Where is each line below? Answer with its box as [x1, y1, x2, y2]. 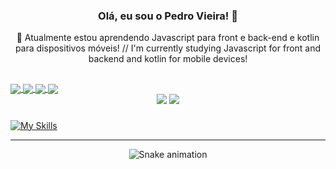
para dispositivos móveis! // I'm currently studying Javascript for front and [14, 42, 322, 54]
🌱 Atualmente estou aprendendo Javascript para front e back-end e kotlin [16, 32, 320, 44]
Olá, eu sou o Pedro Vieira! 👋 [98, 9, 238, 23]
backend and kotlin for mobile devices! [88, 53, 248, 65]
